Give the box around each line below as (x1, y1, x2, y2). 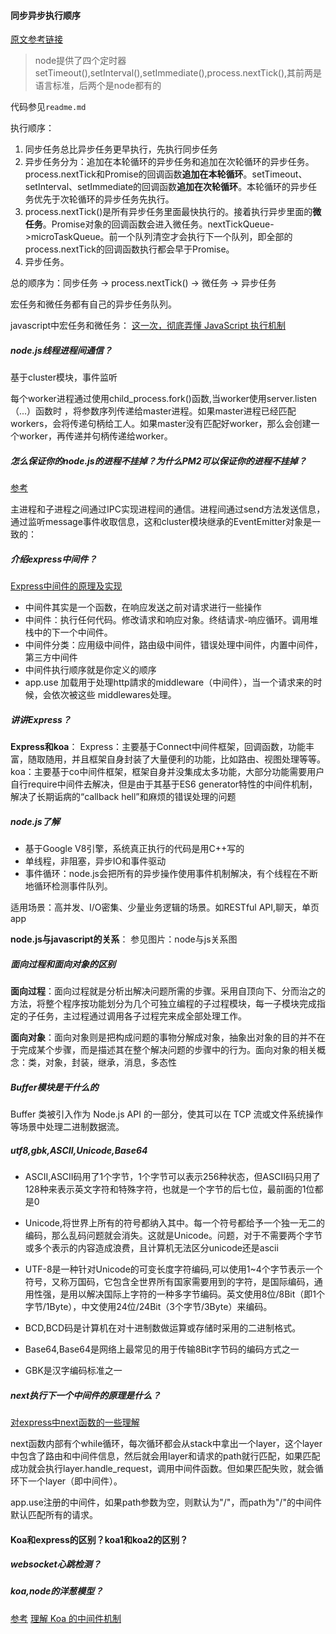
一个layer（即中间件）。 (27, 1475, 123, 1487)
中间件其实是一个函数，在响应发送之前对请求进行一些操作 (24, 601, 262, 614)
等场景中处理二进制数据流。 (10, 1120, 125, 1132)
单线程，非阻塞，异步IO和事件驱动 (24, 855, 167, 867)
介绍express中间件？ (10, 553, 98, 565)
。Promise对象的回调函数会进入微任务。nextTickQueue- (42, 218, 275, 230)
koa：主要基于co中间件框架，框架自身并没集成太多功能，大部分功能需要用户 (10, 766, 325, 778)
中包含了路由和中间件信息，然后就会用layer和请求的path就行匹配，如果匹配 (10, 1450, 321, 1462)
